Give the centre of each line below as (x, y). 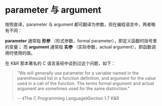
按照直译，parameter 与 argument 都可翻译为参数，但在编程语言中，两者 (78, 24)
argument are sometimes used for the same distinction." (73, 88)
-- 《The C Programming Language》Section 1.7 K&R (68, 98)
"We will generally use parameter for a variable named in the (78, 73)
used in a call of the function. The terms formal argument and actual (85, 83)
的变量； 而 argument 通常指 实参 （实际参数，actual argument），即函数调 (81, 47)
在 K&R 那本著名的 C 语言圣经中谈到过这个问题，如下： (60, 63)
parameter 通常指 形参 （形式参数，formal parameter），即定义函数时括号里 (81, 41)
